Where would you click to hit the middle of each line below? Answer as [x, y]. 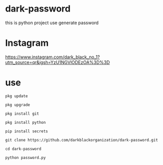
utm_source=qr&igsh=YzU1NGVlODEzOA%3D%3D [58, 62]
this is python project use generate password [52, 23]
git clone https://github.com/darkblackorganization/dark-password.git [81, 140]
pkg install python [26, 122]
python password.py [26, 157]
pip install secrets [27, 131]
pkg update [17, 96]
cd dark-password [23, 149]
